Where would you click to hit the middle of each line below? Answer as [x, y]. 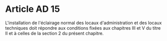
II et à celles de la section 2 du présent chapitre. [54, 33]
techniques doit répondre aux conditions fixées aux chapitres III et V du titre [83, 28]
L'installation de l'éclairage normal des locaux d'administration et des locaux [83, 23]
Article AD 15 [33, 9]
